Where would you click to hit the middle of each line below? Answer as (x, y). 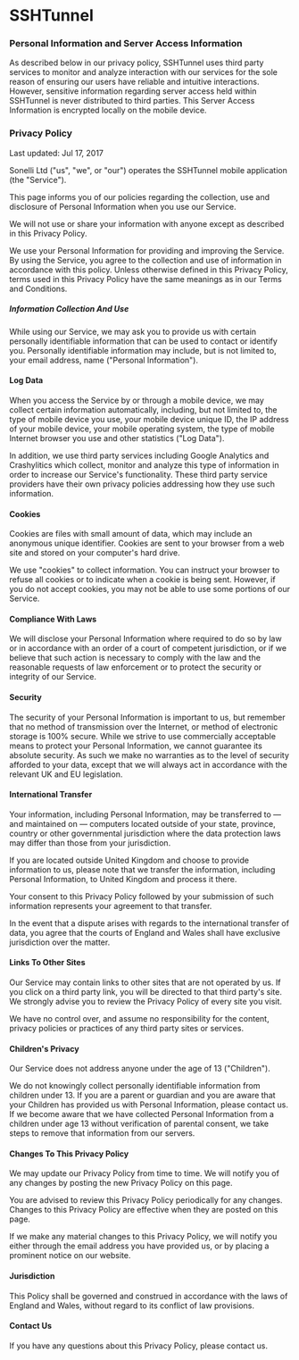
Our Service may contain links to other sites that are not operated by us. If (145, 982)
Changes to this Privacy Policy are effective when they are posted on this (144, 1210)
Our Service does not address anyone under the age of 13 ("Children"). (140, 1069)
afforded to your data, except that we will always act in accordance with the (148, 764)
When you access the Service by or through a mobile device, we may (137, 400)
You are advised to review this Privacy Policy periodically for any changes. (146, 1200)
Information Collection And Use (69, 309)
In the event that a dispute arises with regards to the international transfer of (149, 923)
